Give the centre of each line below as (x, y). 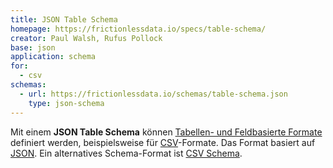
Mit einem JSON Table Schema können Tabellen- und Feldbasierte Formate (166, 132)
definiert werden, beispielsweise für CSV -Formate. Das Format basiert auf (163, 142)
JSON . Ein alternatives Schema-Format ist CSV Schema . (126, 153)
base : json (33, 47)
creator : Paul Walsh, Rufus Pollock (86, 38)
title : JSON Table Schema (64, 19)
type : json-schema (66, 103)
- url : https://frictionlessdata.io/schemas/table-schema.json (153, 94)
